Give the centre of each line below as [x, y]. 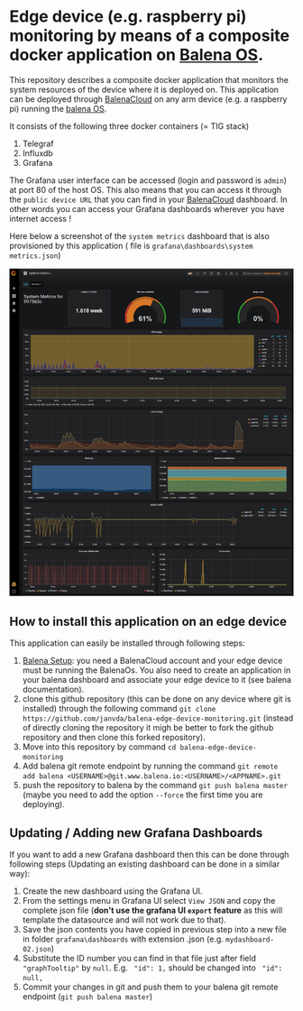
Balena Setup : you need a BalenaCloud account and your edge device [152, 661]
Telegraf [38, 143]
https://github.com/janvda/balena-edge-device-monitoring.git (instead [158, 718]
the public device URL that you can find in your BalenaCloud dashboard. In [148, 199]
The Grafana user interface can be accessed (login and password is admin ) [148, 180]
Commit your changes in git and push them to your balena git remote [150, 987]
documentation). [53, 689]
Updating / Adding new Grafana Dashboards [136, 833]
